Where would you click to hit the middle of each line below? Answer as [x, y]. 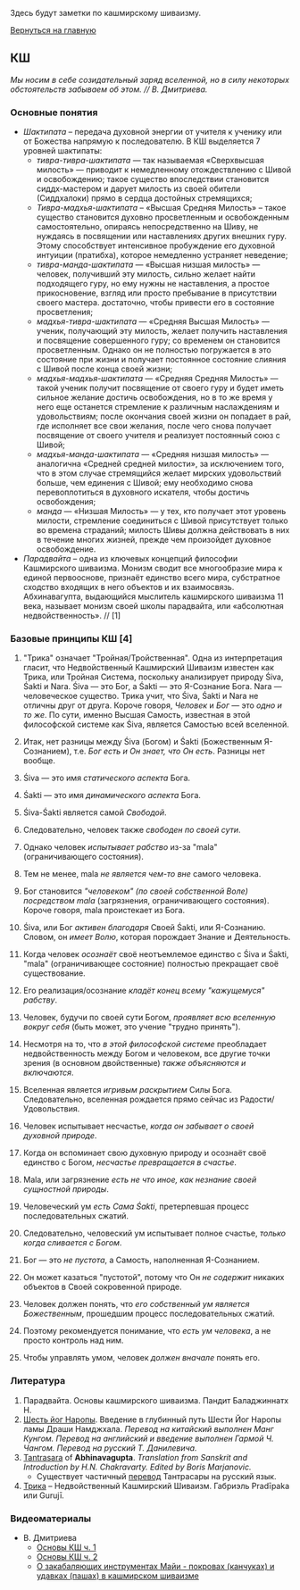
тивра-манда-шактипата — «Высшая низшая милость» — [148, 265]
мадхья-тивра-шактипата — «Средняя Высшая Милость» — [153, 321]
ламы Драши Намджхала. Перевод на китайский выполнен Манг [149, 1428]
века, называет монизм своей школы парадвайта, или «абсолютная [153, 606]
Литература [38, 1381]
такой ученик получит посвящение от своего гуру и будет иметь [160, 388]
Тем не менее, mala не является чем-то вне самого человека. [142, 874]
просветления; [64, 312]
